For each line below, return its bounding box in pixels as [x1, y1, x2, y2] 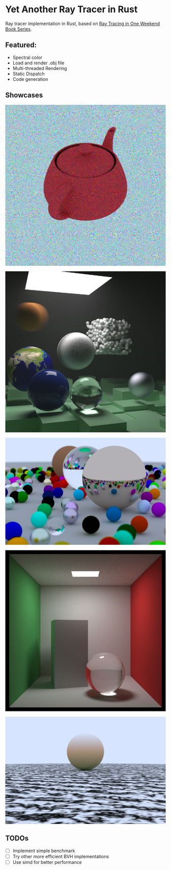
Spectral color [12, 54, 42, 60]
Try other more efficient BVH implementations [12, 853, 109, 859]
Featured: [5, 41, 37, 50]
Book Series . [5, 26, 32, 32]
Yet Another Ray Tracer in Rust [5, 4, 138, 15]
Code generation [12, 76, 48, 82]
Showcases [5, 91, 43, 100]
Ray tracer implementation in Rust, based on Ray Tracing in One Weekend [5, 20, 160, 27]
